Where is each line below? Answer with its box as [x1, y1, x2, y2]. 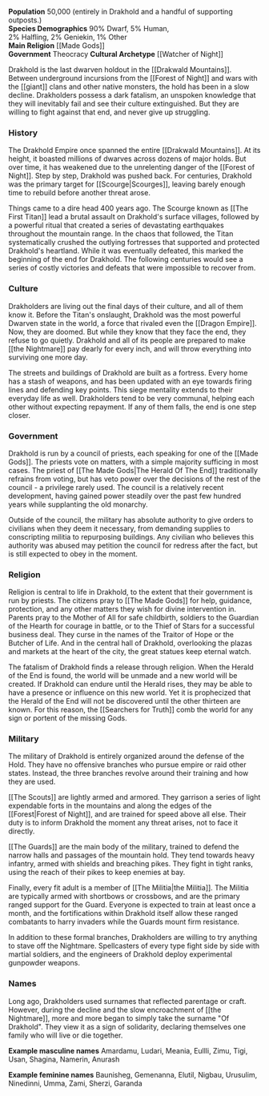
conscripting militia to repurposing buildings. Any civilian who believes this [8, 532, 255, 541]
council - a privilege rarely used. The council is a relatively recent [8, 482, 224, 492]
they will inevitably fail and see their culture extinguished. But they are [8, 99, 239, 108]
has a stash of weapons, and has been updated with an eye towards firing [8, 376, 252, 386]
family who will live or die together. [8, 1030, 123, 1040]
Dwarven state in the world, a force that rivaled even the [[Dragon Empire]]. [8, 318, 258, 327]
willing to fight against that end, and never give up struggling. [8, 107, 211, 117]
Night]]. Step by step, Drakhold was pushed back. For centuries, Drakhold [8, 171, 252, 181]
